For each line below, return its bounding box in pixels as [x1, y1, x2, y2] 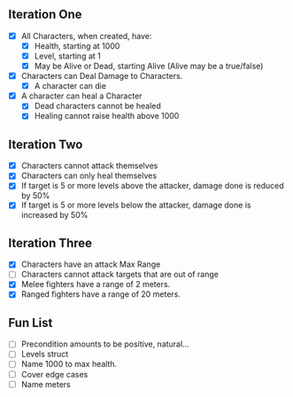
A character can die [34, 81, 107, 91]
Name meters [20, 378, 72, 389]
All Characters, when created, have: [20, 30, 152, 41]
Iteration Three [8, 235, 93, 251]
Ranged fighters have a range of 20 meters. [20, 289, 181, 300]
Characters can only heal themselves [20, 170, 157, 181]
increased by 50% [20, 210, 89, 221]
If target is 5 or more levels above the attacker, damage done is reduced [20, 181, 284, 191]
